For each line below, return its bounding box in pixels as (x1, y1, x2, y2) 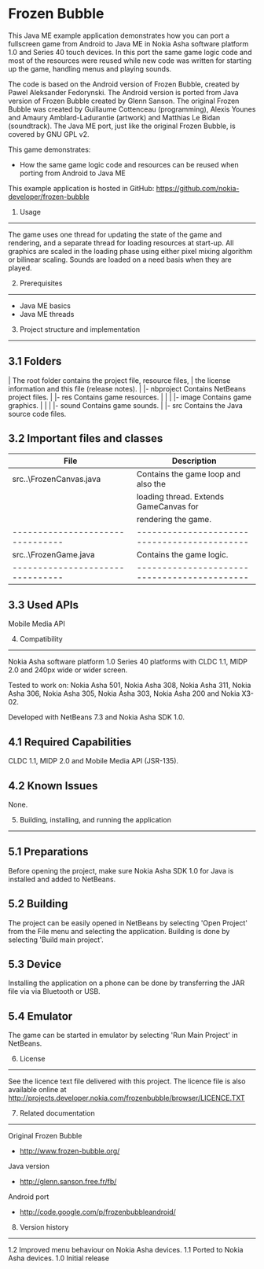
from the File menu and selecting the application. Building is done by (8, 926, 230, 936)
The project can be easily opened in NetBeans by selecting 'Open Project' (8, 918, 247, 928)
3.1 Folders (8, 355, 62, 368)
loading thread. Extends (136, 491, 225, 502)
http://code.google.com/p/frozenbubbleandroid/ (19, 1208, 177, 1217)
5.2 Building (8, 897, 68, 910)
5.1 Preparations (8, 845, 89, 859)
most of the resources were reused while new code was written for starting (8, 56, 252, 65)
